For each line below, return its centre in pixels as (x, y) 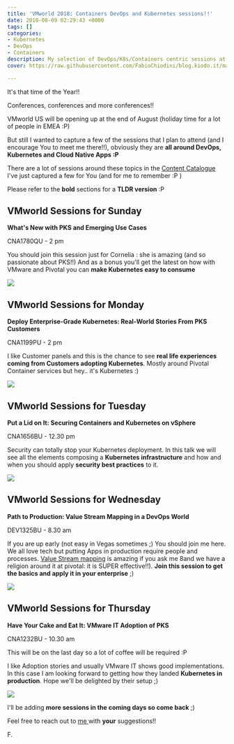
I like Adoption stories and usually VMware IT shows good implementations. (116, 666)
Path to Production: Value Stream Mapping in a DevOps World (98, 516)
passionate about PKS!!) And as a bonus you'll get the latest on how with (111, 262)
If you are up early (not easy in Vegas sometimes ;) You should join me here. (117, 544)
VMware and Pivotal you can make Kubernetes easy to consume (101, 270)
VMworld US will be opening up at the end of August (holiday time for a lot (114, 119)
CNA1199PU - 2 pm (35, 342)
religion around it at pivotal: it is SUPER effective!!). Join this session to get (115, 566)
